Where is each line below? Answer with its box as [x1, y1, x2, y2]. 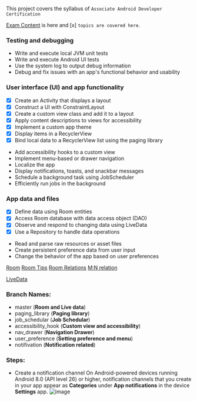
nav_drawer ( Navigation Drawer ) [14, 328, 95, 335]
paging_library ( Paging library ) [14, 309, 90, 317]
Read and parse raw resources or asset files [14, 240, 122, 247]
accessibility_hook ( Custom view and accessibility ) [14, 322, 141, 330]
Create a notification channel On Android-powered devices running [14, 369, 178, 377]
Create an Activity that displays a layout [14, 97, 111, 104]
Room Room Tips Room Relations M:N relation [6, 264, 118, 271]
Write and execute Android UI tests [14, 56, 100, 63]
